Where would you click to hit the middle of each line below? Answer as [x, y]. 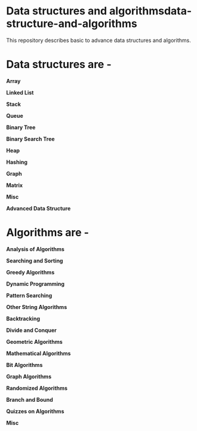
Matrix [14, 185]
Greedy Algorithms [30, 272]
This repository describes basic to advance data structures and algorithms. [98, 40]
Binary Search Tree [30, 139]
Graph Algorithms [29, 376]
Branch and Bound [30, 399]
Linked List [20, 92]
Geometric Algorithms [34, 341]
